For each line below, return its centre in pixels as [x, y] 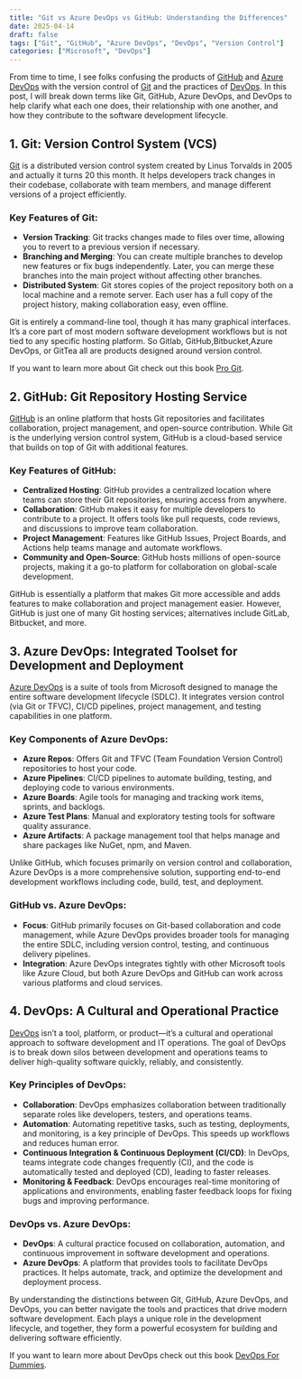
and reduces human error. [71, 1142]
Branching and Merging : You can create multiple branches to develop [153, 256]
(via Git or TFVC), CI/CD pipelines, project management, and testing [135, 706]
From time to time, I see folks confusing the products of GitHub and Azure [146, 77]
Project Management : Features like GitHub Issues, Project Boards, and [154, 538]
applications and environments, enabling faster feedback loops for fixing [157, 1191]
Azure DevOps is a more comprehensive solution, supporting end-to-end [145, 872]
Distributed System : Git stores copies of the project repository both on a [158, 285]
